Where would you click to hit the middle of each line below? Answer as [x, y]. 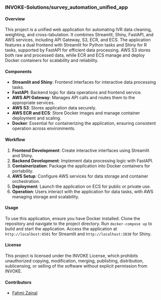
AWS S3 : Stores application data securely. [54, 108]
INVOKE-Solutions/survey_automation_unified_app [66, 7]
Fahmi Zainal [25, 293]
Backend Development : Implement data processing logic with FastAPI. [83, 161]
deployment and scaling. [37, 118]
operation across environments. [44, 128]
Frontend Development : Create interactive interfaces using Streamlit [80, 150]
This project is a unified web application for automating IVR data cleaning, [79, 30]
